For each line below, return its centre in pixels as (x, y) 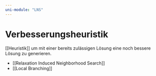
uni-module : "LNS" (24, 10)
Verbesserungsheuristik (57, 34)
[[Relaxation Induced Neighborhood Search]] (59, 63)
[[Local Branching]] (32, 68)
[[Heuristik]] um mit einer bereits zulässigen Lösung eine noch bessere (78, 48)
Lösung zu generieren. (28, 53)
